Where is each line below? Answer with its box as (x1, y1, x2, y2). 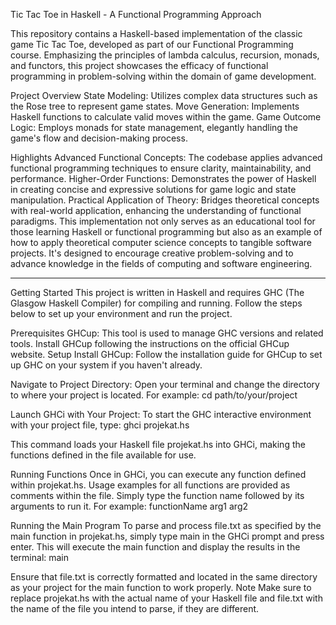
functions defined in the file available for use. (10, 449, 197, 461)
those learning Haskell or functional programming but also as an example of (10, 226, 323, 238)
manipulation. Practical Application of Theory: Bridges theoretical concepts (10, 194, 320, 206)
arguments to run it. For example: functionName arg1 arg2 (10, 500, 249, 512)
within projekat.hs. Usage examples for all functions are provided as (10, 479, 291, 491)
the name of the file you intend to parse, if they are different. (10, 603, 260, 614)
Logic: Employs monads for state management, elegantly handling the (10, 122, 298, 133)
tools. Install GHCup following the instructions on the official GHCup (10, 338, 290, 349)
